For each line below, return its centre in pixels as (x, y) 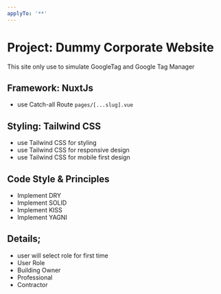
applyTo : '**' (27, 13)
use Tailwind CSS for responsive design (73, 150)
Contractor (32, 284)
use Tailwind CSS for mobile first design (73, 157)
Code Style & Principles (58, 179)
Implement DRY (39, 195)
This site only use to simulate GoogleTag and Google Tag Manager (101, 67)
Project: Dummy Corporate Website (110, 47)
